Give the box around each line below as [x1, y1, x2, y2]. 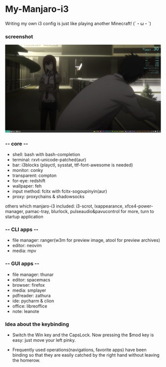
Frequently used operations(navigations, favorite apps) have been [12, 347, 147, 353]
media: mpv [12, 248, 37, 254]
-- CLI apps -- [5, 226, 39, 233]
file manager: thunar [12, 271, 54, 277]
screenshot [5, 33, 34, 40]
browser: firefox [12, 282, 45, 288]
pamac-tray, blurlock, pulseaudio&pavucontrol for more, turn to [25, 209, 154, 214]
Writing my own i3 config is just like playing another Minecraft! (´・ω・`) [5, 20, 152, 26]
